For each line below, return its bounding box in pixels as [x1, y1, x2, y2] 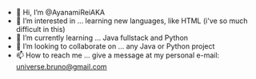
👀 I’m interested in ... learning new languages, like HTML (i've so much [15, 16, 248, 26]
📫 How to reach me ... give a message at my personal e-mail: [15, 50, 220, 60]
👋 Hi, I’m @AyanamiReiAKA [15, 8, 106, 17]
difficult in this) [15, 25, 66, 34]
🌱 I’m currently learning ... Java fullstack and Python [15, 33, 189, 42]
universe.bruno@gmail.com [15, 62, 107, 71]
